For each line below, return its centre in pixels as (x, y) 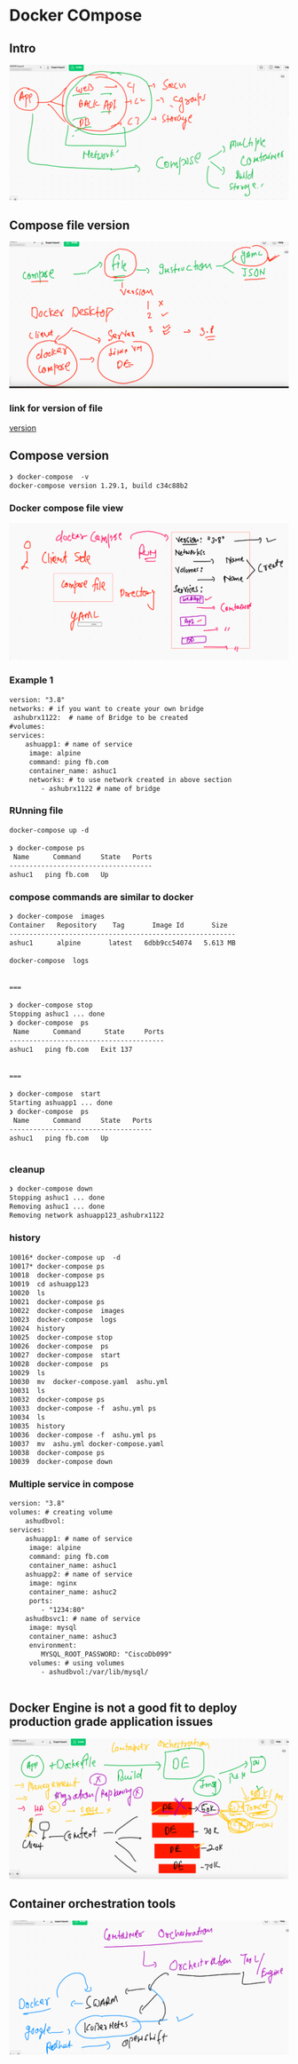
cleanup (27, 1170)
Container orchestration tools (93, 1904)
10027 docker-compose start (65, 1355)
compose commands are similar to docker (102, 897)
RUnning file (36, 811)
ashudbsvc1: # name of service (83, 1618)
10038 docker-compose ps (57, 1452)
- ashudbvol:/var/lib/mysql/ (95, 1672)
